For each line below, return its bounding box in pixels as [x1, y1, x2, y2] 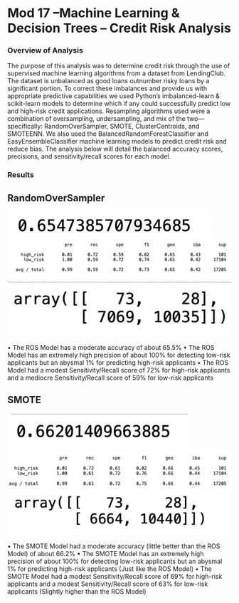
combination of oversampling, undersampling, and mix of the [7, 114, 186, 123]
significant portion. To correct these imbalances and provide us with [7, 84, 208, 93]
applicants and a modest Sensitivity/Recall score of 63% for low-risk [7, 580, 208, 588]
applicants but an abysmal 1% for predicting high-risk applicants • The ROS [7, 358, 229, 367]
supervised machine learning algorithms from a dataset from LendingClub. [7, 69, 226, 78]
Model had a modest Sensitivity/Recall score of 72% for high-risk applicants [7, 365, 230, 374]
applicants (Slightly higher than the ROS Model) [7, 587, 147, 596]
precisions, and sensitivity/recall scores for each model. [7, 152, 171, 161]
